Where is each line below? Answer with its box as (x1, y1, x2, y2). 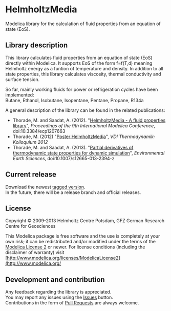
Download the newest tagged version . (5, 184, 85, 190)
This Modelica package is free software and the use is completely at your (5, 233, 160, 239)
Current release (5, 170, 57, 179)
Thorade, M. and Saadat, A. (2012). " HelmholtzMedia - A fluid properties (12, 117, 166, 123)
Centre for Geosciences (5, 223, 56, 229)
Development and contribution (5, 275, 105, 284)
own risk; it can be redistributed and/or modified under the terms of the (5, 239, 156, 245)
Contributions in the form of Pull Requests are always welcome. (5, 300, 139, 306)
